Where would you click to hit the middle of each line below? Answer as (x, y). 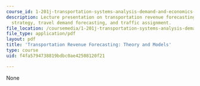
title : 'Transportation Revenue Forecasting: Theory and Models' (89, 45)
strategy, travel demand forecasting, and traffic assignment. (91, 23)
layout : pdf (21, 39)
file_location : (25, 28)
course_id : (20, 12)
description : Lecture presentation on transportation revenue (85, 17)
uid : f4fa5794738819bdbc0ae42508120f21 (56, 56)
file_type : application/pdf (41, 34)
